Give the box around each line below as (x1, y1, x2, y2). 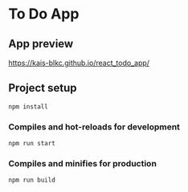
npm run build (8, 176, 56, 185)
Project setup (8, 81, 78, 95)
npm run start (8, 140, 56, 148)
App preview (8, 37, 74, 51)
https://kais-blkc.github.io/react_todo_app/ (8, 58, 150, 67)
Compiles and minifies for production (8, 158, 157, 170)
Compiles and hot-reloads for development (8, 121, 181, 133)
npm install (8, 102, 48, 111)
